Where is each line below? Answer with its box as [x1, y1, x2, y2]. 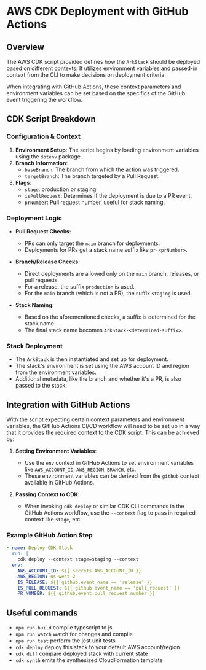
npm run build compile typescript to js [15, 624, 113, 631]
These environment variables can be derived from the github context [24, 472, 200, 480]
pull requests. [24, 276, 60, 284]
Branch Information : [15, 159, 68, 166]
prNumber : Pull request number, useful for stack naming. [24, 198, 165, 206]
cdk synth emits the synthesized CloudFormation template [15, 656, 163, 664]
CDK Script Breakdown [6, 114, 97, 124]
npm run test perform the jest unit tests [15, 637, 116, 644]
